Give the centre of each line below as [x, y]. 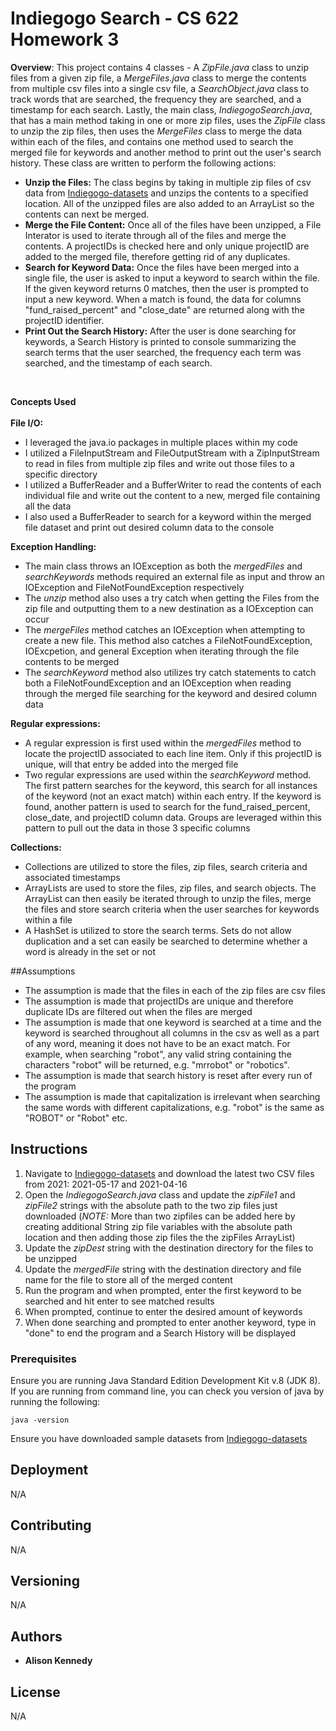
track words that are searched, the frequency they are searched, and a [156, 99]
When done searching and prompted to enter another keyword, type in [170, 1322]
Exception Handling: [53, 546]
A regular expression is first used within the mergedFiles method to [163, 743]
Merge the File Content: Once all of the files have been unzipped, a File [173, 224]
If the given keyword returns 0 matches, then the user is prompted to [166, 288]
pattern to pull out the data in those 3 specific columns [137, 828]
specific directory [61, 474]
